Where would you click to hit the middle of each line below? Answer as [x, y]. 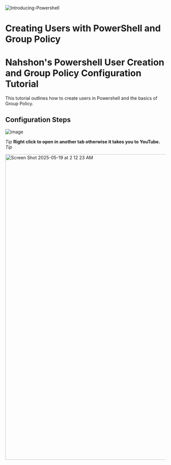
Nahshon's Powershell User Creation [85, 62]
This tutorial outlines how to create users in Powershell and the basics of [81, 98]
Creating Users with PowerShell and [83, 28]
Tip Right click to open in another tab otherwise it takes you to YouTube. [83, 141]
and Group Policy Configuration [73, 73]
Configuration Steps [38, 120]
